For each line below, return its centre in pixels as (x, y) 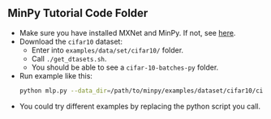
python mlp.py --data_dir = (65, 91)
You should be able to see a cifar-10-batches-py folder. (125, 67)
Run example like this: (56, 75)
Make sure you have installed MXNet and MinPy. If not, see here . (127, 32)
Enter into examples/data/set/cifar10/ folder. (108, 50)
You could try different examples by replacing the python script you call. (140, 106)
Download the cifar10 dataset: (71, 41)
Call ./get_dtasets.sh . (69, 58)
